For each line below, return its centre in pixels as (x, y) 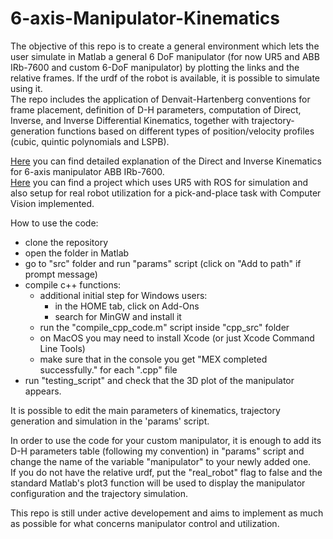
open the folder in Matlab (77, 253)
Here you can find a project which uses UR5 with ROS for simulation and (159, 182)
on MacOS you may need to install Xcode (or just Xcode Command (177, 338)
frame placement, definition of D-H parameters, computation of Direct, (156, 109)
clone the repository (66, 242)
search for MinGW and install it (118, 316)
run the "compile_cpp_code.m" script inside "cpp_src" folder (164, 327)
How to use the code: (54, 223)
